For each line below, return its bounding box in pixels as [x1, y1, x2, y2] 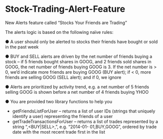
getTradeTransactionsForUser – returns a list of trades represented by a [12, 118, 158, 124]
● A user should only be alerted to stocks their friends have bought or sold [5, 38, 158, 45]
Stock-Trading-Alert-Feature [5, 3, 125, 15]
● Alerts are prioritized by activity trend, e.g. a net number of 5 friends [5, 83, 149, 89]
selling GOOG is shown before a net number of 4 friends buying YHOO [5, 89, 149, 95]
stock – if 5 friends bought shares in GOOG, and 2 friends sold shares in [5, 58, 152, 64]
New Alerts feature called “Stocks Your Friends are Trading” [5, 20, 127, 26]
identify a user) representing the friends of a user [12, 113, 113, 119]
